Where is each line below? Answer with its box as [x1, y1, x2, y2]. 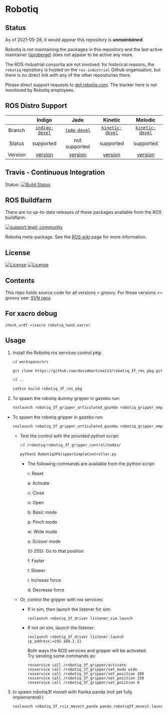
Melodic [135, 116, 156, 123]
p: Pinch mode [27, 519, 57, 525]
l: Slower [27, 567, 45, 573]
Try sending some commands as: [27, 652, 96, 659]
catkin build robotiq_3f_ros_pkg [12, 387, 82, 392]
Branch [8, 127, 25, 134]
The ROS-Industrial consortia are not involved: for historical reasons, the [5, 62, 154, 67]
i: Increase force [27, 577, 61, 583]
